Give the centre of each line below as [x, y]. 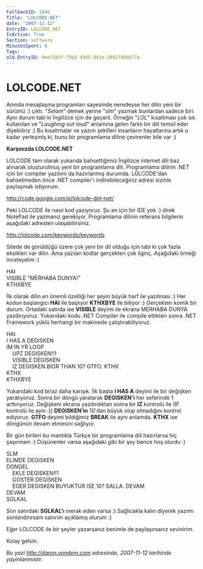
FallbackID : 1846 [28, 12]
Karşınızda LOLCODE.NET [40, 149]
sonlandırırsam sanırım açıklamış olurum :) [59, 517]
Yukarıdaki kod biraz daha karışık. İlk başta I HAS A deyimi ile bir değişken [99, 391]
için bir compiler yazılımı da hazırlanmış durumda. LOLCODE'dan [87, 173]
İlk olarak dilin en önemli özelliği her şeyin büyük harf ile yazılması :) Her [96, 296]
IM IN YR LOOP [25, 347]
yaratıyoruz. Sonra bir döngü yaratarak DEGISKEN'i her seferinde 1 [90, 398]
